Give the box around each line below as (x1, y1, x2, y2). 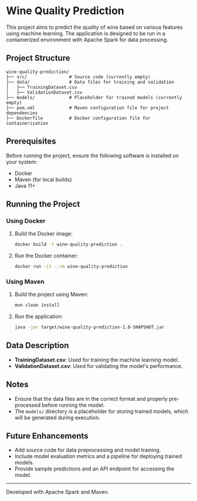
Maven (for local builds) (14, 175, 72, 183)
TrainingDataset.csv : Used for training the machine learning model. (14, 356, 179, 363)
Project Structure (6, 53, 70, 63)
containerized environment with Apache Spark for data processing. (6, 36, 168, 43)
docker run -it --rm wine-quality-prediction (14, 264, 128, 270)
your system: (6, 158, 38, 165)
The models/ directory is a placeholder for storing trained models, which (14, 407, 189, 414)
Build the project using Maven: (14, 291, 89, 298)
